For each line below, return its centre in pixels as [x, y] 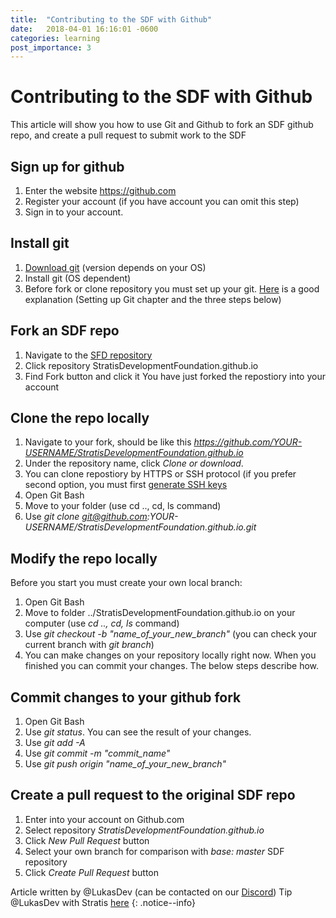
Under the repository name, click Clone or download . [134, 463]
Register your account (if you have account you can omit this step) [162, 201]
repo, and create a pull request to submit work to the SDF [128, 135]
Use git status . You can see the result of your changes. [138, 732]
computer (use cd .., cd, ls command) [102, 623]
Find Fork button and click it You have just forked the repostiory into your [175, 376]
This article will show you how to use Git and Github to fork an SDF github [162, 125]
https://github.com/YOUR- [248, 442]
